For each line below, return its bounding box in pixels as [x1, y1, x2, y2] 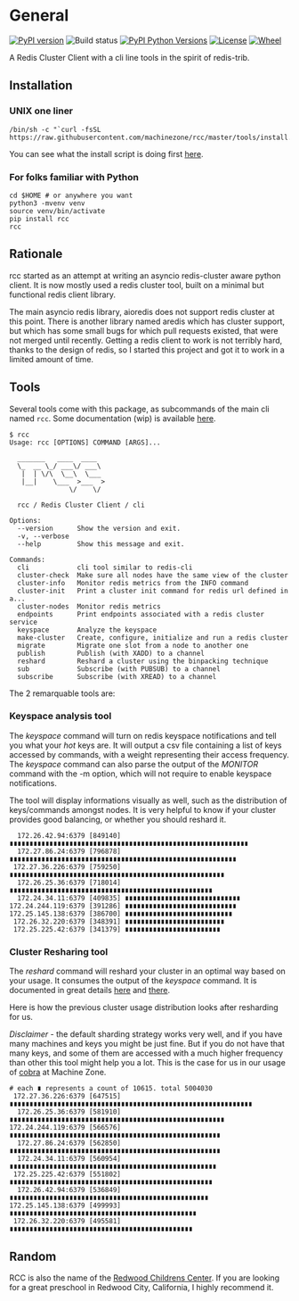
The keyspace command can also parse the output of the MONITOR [9, 758, 259, 769]
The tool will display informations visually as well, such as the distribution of [9, 795, 287, 806]
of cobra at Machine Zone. [9, 1067, 107, 1078]
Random [9, 1248, 57, 1264]
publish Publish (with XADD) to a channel [17, 649, 205, 658]
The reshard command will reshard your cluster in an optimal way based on [9, 965, 287, 977]
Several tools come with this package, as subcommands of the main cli [9, 403, 270, 414]
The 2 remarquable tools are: [9, 688, 116, 699]
